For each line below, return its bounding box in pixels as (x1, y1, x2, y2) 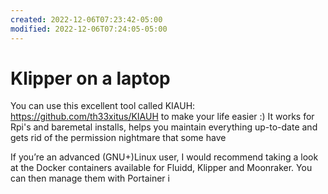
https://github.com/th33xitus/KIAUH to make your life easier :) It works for (10, 111, 315, 123)
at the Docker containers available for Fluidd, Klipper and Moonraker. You (10, 162, 313, 174)
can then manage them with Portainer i (10, 172, 170, 185)
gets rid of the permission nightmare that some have (10, 132, 227, 144)
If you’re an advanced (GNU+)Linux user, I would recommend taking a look (10, 151, 319, 163)
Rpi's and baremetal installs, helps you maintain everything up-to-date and (10, 121, 318, 133)
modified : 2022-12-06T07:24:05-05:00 (10, 24, 168, 34)
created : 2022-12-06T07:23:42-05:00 (10, 14, 163, 25)
